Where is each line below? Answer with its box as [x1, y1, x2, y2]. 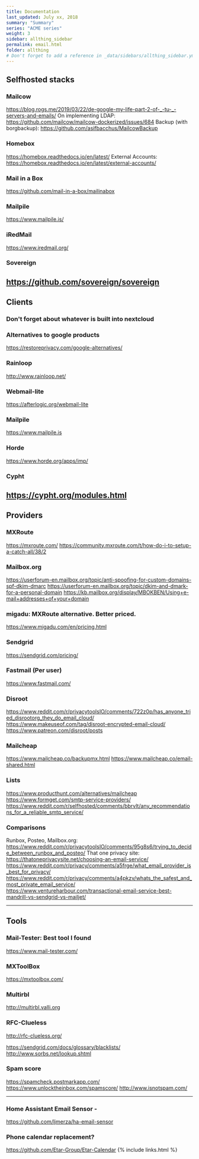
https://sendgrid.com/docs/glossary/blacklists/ [6, 1044, 121, 1051]
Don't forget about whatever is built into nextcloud [6, 315, 155, 323]
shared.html [6, 762, 36, 769]
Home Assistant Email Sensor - [6, 1105, 98, 1113]
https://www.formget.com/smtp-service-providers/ [6, 796, 131, 803]
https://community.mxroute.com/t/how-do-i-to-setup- [59, 541, 191, 548]
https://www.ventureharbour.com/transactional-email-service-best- [6, 887, 172, 894]
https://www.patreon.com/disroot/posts [6, 727, 103, 734]
